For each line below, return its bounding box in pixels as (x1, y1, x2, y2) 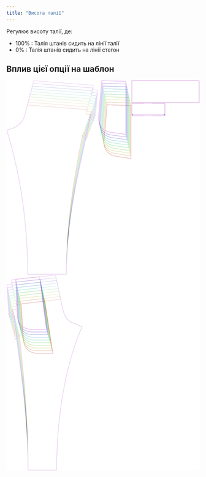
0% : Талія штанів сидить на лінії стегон (15, 46, 120, 53)
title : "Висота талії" (6, 10, 64, 16)
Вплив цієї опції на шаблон (6, 64, 115, 74)
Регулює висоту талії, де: (6, 28, 73, 35)
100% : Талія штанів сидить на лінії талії (15, 39, 120, 47)
